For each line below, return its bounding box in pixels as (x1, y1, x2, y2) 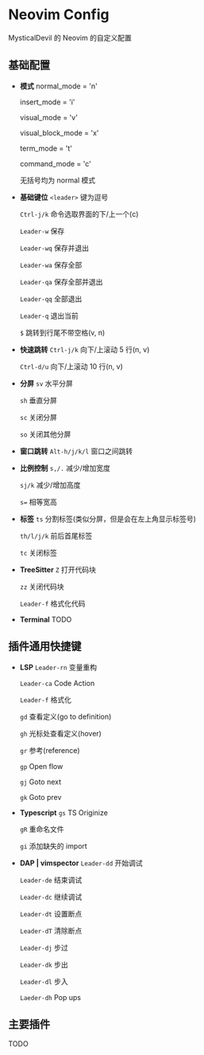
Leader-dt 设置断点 (19, 908, 83, 918)
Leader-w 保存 (19, 226, 65, 236)
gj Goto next (19, 777, 62, 786)
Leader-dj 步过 (19, 943, 69, 952)
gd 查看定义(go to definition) (19, 712, 112, 721)
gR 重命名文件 (19, 824, 65, 833)
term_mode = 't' (19, 143, 73, 153)
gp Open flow (19, 761, 64, 771)
